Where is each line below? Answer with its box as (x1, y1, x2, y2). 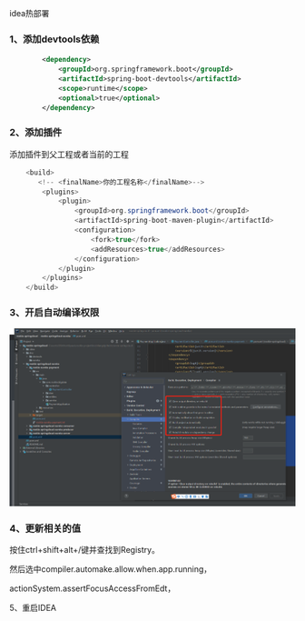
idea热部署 (9, 8, 50, 18)
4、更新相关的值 (9, 522, 82, 535)
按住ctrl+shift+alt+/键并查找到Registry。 (9, 545, 161, 556)
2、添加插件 (9, 126, 63, 139)
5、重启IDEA (9, 603, 57, 614)
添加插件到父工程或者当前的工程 (9, 148, 129, 159)
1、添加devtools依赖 (9, 33, 100, 45)
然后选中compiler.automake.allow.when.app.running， (9, 564, 212, 575)
